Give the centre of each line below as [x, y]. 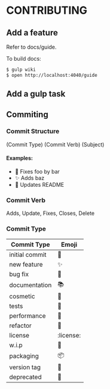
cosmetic [22, 296]
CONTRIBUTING [47, 11]
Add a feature [32, 33]
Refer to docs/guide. [31, 47]
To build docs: [24, 59]
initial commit [28, 255]
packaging [24, 356]
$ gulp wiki [21, 70]
